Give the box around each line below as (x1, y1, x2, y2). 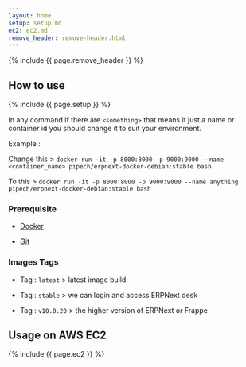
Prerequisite (8, 203, 57, 214)
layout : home (8, 11, 52, 20)
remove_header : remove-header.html (8, 33, 127, 42)
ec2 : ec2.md (8, 26, 48, 34)
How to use (8, 79, 65, 92)
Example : (8, 139, 41, 149)
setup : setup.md (8, 19, 62, 27)
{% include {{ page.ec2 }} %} (8, 350, 105, 359)
